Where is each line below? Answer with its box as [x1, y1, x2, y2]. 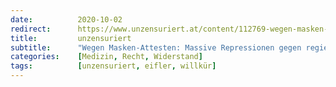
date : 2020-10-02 [10, 14, 123, 25]
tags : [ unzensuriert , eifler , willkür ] [10, 61, 217, 71]
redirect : [10, 24, 52, 34]
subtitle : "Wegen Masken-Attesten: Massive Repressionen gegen [10, 42, 302, 53]
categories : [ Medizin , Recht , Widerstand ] [10, 52, 203, 62]
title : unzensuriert [10, 33, 132, 43]
